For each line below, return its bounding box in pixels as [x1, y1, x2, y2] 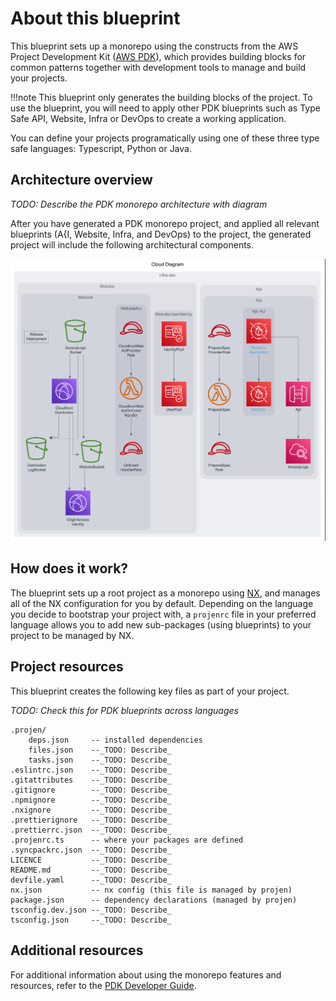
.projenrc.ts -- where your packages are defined [10, 835, 244, 845]
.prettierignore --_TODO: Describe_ [10, 815, 172, 825]
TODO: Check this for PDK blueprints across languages [10, 704, 239, 716]
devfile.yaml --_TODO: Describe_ [10, 875, 172, 885]
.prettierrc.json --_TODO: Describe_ [10, 825, 172, 835]
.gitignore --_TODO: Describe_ [10, 785, 172, 795]
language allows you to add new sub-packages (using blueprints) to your [10, 618, 312, 631]
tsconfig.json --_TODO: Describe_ [10, 915, 172, 925]
